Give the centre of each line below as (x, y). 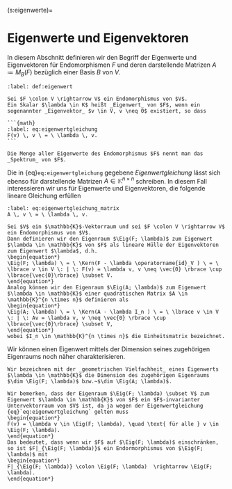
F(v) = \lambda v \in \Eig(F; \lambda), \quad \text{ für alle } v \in (113, 424)
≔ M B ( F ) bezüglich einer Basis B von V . (64, 73)
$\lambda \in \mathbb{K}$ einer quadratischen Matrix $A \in (98, 294)
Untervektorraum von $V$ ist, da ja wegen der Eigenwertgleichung (105, 406)
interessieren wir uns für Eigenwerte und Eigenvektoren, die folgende (106, 189)
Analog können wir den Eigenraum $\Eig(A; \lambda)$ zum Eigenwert (107, 288)
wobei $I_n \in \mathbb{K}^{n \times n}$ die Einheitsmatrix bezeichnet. (116, 337)
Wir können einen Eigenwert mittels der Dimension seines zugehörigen (109, 349)
